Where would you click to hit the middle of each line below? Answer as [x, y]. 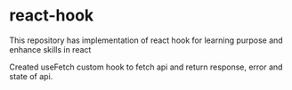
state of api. [31, 76]
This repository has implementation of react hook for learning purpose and [146, 40]
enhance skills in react [50, 49]
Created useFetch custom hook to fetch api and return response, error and [146, 67]
